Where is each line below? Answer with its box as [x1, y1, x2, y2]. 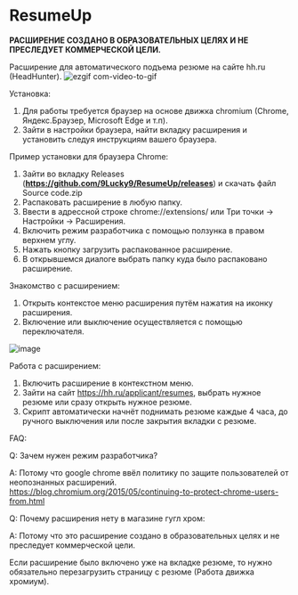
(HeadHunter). [9, 70, 62, 81]
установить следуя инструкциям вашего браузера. [21, 134, 217, 144]
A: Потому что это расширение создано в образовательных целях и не [9, 530, 280, 541]
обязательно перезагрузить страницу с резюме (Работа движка [9, 566, 255, 577]
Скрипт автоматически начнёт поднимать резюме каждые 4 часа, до [21, 406, 289, 417]
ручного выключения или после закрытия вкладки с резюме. [21, 415, 257, 426]
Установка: [9, 88, 52, 99]
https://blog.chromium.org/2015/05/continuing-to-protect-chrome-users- [9, 486, 279, 497]
